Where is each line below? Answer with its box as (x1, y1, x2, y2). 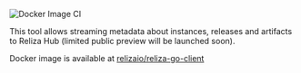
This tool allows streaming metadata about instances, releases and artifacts (9, 26, 293, 36)
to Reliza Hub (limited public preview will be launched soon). (9, 36, 236, 46)
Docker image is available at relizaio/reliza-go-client (9, 53, 205, 63)
